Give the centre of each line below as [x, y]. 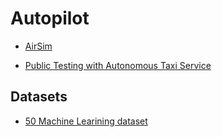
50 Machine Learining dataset [86, 121]
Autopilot [50, 18]
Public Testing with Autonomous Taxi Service [118, 65]
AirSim [38, 46]
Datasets [39, 97]
